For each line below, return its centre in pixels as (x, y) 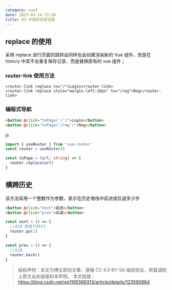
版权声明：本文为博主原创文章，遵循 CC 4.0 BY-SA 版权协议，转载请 (90, 270)
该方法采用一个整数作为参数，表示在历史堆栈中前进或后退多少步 (72, 198)
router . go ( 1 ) (24, 231)
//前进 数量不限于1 (28, 227)
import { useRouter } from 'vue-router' (49, 144)
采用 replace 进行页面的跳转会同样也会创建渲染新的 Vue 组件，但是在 (78, 55)
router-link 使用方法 (30, 76)
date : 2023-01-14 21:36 (31, 15)
